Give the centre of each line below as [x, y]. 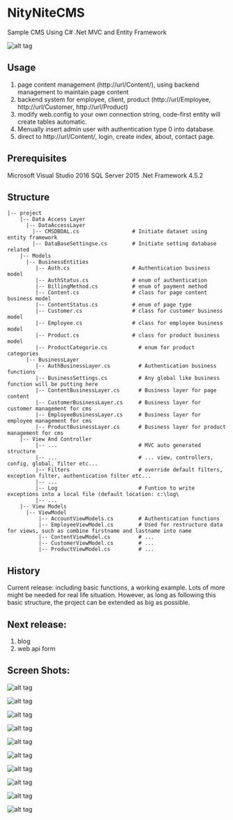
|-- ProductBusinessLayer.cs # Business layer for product [131, 427]
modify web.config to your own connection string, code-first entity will [119, 114]
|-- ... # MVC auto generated [118, 446]
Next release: [37, 624]
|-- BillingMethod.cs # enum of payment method [121, 287]
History [24, 571]
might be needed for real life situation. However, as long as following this [112, 595]
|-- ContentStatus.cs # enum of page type [113, 305]
